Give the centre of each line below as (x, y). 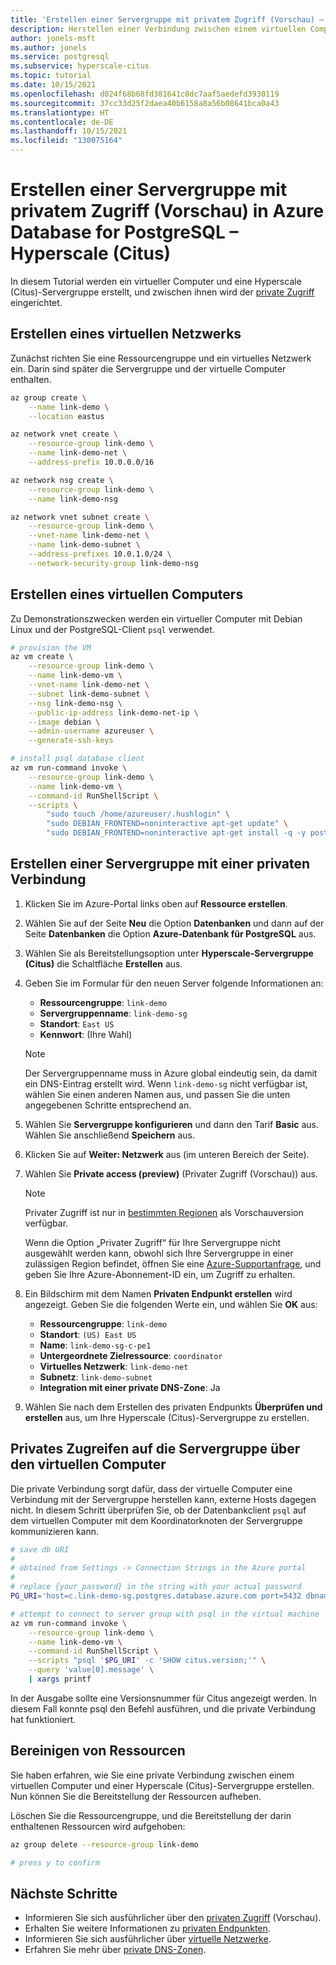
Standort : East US (77, 1023)
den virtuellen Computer (88, 1464)
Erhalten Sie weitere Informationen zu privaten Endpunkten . (147, 1928)
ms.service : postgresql (60, 57)
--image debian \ (64, 722)
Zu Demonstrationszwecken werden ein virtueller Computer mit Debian (156, 618)
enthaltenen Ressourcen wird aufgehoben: (98, 1826)
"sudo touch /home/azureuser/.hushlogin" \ (138, 814)
